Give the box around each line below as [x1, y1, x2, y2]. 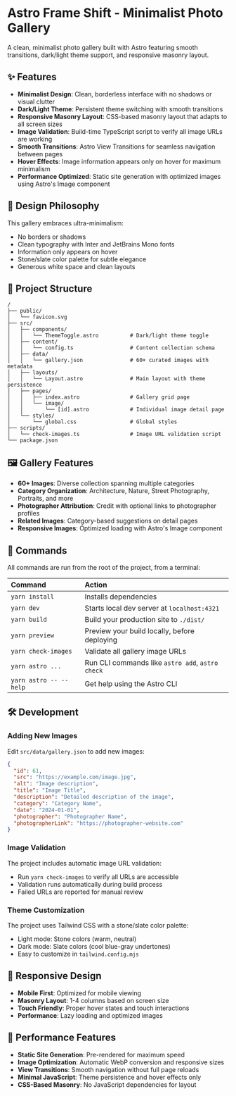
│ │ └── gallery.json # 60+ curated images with [7, 357, 209, 364]
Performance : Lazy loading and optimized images [17, 1011, 163, 1019]
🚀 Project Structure [7, 282, 93, 294]
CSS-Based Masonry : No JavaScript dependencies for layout [17, 1080, 197, 1089]
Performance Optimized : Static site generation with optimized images [17, 172, 221, 180]
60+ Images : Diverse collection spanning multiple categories [17, 479, 195, 487]
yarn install [11, 593, 55, 600]
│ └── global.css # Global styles [7, 418, 178, 425]
